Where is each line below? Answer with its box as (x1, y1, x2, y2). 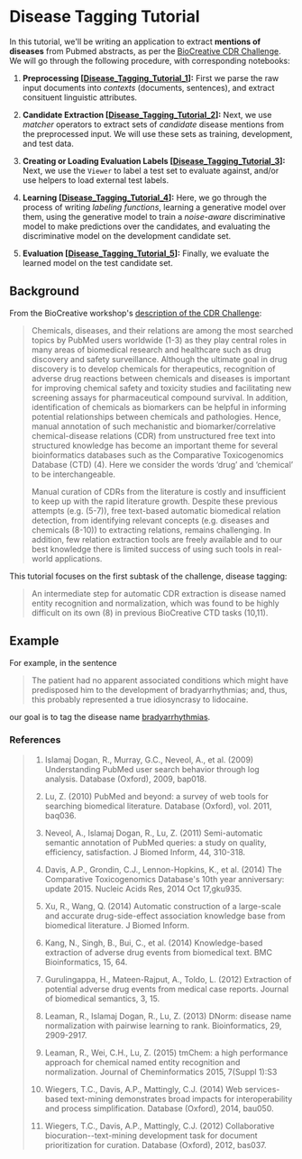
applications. (54, 552, 103, 564)
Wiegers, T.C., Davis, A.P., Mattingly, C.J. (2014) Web (44, 1083, 243, 1094)
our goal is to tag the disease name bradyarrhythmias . (9, 711, 211, 722)
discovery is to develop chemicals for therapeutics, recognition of (31, 363, 276, 374)
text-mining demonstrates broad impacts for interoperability (70, 1093, 293, 1104)
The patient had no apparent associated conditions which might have (31, 674, 289, 686)
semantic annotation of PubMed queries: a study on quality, (44, 836, 268, 848)
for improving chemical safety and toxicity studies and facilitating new (31, 382, 292, 393)
